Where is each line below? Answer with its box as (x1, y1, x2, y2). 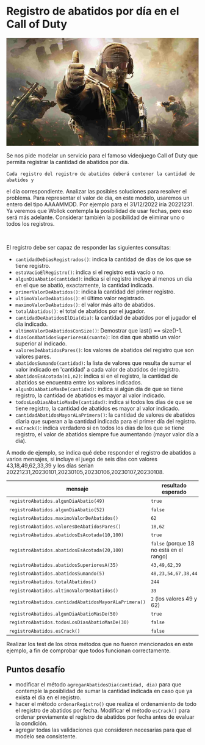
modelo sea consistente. (15, 732, 77, 740)
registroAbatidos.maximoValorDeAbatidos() (9, 515, 119, 521)
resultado (161, 482, 187, 489)
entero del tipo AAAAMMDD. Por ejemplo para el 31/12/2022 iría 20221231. (6, 200, 194, 208)
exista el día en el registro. (15, 694, 82, 701)
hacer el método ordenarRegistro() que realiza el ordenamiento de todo (15, 700, 197, 707)
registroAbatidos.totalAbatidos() (9, 579, 97, 585)
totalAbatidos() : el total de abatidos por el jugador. (15, 307, 145, 315)
